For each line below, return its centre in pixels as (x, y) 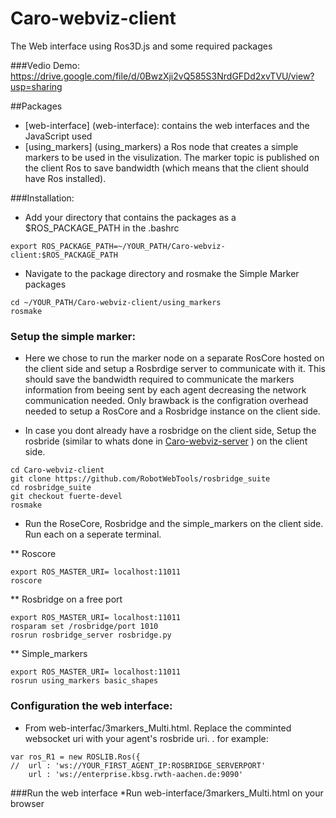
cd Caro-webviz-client (57, 470)
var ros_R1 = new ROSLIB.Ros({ (75, 757)
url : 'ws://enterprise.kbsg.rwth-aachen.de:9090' (136, 774)
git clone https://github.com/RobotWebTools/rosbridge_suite (140, 479)
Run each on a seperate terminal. (93, 534)
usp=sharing (36, 86)
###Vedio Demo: (45, 65)
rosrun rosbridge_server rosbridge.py (91, 635)
